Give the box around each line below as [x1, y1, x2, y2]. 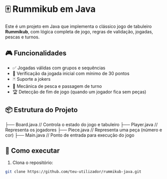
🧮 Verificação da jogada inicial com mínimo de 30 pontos [12, 70, 130, 76]
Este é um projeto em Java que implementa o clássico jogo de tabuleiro [5, 23, 152, 29]
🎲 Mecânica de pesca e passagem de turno [12, 83, 102, 89]
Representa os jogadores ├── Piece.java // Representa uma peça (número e [5, 127, 163, 133]
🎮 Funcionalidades [5, 49, 67, 57]
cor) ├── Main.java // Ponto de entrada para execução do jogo [5, 132, 135, 138]
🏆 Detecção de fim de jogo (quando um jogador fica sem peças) [12, 89, 147, 95]
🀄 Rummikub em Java [5, 3, 96, 15]
